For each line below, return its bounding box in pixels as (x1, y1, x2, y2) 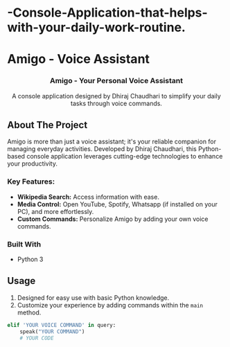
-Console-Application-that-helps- (7, 5, 208, 21)
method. (17, 308, 42, 317)
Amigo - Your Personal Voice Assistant (49, 76, 184, 86)
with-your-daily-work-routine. (7, 19, 186, 35)
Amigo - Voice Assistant (7, 51, 150, 67)
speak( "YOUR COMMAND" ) (19, 328, 85, 335)
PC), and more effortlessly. (17, 207, 94, 215)
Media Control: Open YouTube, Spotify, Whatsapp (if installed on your (17, 199, 218, 208)
